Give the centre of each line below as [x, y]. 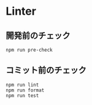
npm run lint [22, 85]
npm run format [25, 90]
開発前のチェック [38, 35]
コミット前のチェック [46, 70]
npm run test [22, 95]
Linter [21, 11]
